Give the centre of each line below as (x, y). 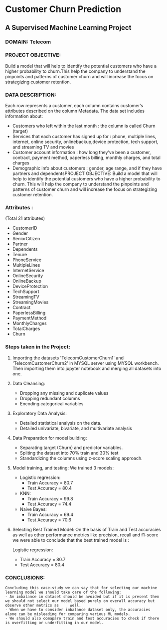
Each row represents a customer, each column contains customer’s (74, 106)
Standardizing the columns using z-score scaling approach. (81, 458)
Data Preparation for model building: (50, 438)
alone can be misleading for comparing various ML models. (68, 614)
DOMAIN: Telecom (28, 42)
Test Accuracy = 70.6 (49, 520)
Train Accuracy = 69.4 (50, 514)
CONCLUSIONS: (25, 578)
